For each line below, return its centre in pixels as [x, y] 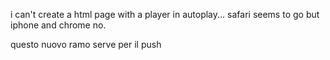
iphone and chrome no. [58, 25]
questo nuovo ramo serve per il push [86, 44]
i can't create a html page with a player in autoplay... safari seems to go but [165, 14]
